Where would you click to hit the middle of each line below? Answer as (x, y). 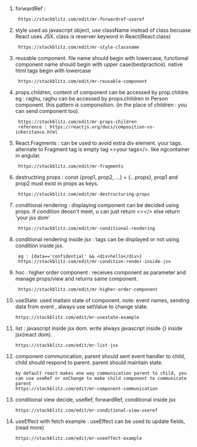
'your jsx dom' (33, 218)
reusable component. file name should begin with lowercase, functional (102, 58)
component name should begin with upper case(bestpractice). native (99, 64)
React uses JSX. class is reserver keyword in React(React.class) (93, 36)
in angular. (28, 156)
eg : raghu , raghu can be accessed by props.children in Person (91, 99)
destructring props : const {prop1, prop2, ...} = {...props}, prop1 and (96, 177)
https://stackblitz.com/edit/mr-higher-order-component (88, 289)
